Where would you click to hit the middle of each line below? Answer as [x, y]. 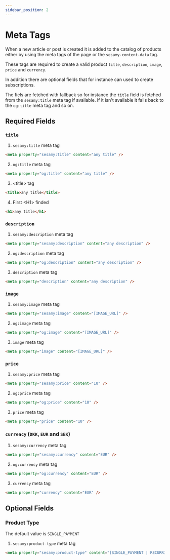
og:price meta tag [31, 393]
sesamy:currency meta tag [39, 445]
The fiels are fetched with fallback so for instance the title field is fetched [83, 95]
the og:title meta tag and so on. [40, 105]
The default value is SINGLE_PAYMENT [42, 534]
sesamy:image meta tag [36, 304]
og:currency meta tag [35, 464]
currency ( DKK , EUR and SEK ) [38, 434]
